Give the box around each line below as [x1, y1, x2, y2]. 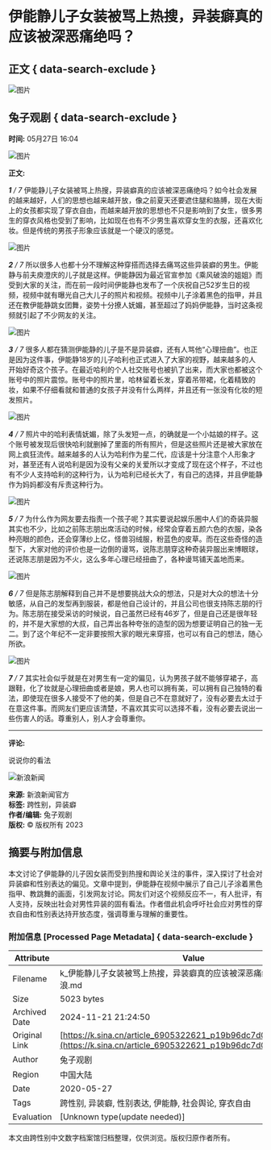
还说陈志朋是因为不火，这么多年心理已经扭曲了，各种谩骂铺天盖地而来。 [8, 554, 248, 564]
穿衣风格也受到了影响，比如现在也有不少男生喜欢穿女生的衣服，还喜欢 [22, 215, 256, 225]
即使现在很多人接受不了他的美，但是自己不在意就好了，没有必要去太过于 [22, 693, 263, 702]
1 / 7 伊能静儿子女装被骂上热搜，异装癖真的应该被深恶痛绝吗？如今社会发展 [8, 185, 257, 194]
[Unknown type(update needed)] [60, 1110, 186, 1122]
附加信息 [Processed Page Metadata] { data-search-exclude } [8, 931, 254, 942]
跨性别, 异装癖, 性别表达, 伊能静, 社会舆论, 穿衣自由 [60, 1098, 252, 1109]
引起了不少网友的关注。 [22, 310, 101, 319]
